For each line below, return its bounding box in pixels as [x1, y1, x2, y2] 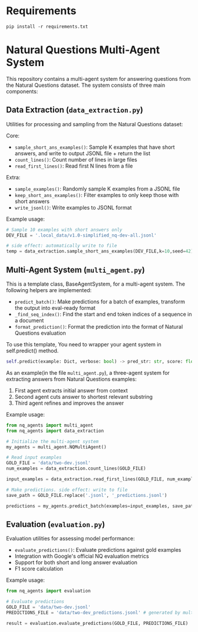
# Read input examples [6, 454, 62, 461]
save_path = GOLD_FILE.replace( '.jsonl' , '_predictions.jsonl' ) [6, 492, 167, 498]
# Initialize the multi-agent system [6, 438, 99, 444]
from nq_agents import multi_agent [6, 422, 94, 428]
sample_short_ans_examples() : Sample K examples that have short [14, 143, 175, 150]
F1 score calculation [14, 565, 64, 572]
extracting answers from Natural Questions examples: [6, 375, 137, 382]
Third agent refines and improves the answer [14, 399, 124, 407]
